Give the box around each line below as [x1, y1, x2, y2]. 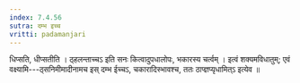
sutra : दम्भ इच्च [9, 21, 61, 30]
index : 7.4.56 [9, 12, 63, 22]
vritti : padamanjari [9, 29, 87, 38]
